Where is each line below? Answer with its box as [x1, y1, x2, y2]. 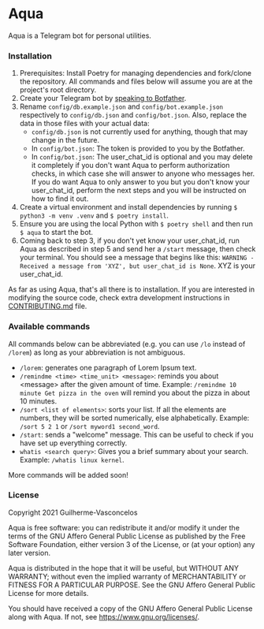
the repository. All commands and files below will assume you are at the [19, 76, 253, 87]
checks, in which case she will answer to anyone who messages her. [31, 169, 255, 178]
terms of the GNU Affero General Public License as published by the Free [8, 531, 246, 541]
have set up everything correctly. [19, 438, 128, 448]
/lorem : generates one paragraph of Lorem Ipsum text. [19, 363, 197, 372]
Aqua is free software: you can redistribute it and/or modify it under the [8, 523, 240, 532]
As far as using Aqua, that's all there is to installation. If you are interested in [8, 285, 255, 294]
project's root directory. [19, 85, 97, 95]
